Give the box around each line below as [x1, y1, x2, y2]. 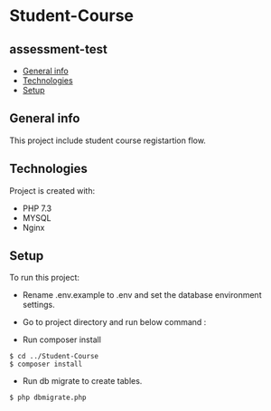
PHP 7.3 [22, 203, 52, 214]
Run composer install [22, 334, 102, 345]
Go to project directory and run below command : [22, 317, 207, 328]
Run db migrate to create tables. [22, 376, 143, 387]
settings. [22, 300, 56, 311]
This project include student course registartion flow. [9, 135, 206, 146]
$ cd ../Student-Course [9, 352, 99, 361]
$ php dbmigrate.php [9, 393, 88, 403]
